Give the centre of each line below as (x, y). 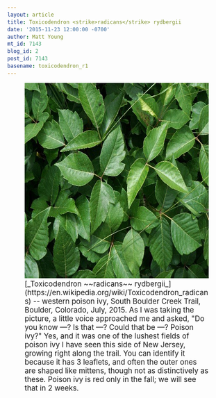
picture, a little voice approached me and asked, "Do (115, 318)
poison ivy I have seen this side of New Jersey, (105, 345)
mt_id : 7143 (24, 44)
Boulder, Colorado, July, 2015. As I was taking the (109, 310)
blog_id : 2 (23, 51)
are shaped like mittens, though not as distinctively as (117, 370)
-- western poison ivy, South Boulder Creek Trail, (117, 301)
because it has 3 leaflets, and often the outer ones (111, 362)
